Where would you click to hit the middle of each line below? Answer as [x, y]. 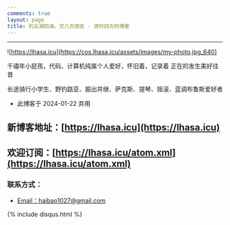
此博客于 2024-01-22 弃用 [54, 104]
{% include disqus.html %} [45, 214]
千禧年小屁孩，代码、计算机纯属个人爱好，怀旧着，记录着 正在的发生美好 [110, 66]
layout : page [26, 20]
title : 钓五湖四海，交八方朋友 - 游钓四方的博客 [68, 26]
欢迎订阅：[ [31, 153]
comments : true [29, 13]
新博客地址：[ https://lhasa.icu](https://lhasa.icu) [114, 127]
